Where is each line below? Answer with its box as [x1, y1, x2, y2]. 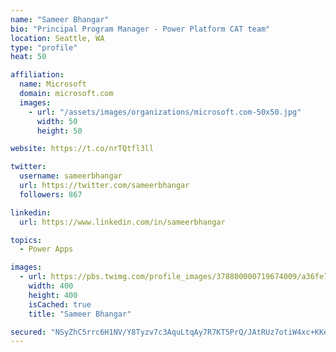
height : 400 [28, 290, 78, 300]
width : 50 [36, 116, 78, 126]
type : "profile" [10, 42, 78, 53]
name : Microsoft [19, 79, 87, 90]
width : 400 [28, 281, 74, 291]
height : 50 [36, 126, 83, 136]
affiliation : [10, 70, 65, 80]
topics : [10, 235, 43, 245]
